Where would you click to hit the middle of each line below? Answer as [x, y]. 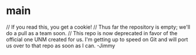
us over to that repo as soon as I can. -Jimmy [61, 46]
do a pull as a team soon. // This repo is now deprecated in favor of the [92, 33]
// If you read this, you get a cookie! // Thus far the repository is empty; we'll [98, 27]
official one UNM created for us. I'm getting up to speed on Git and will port [97, 39]
